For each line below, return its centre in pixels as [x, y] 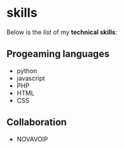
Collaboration [37, 122]
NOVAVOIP [32, 139]
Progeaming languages [58, 54]
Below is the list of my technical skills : [62, 32]
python [27, 70]
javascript [31, 78]
